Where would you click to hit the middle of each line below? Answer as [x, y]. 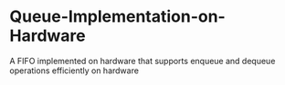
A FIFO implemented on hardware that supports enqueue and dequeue [142, 61]
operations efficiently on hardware [74, 71]
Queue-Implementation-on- [117, 17]
